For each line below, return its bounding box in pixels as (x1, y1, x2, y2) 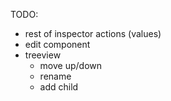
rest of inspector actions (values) (24, 28, 162, 39)
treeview (24, 49, 62, 61)
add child (39, 81, 79, 93)
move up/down (39, 60, 103, 71)
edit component (24, 39, 91, 50)
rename (39, 70, 72, 82)
